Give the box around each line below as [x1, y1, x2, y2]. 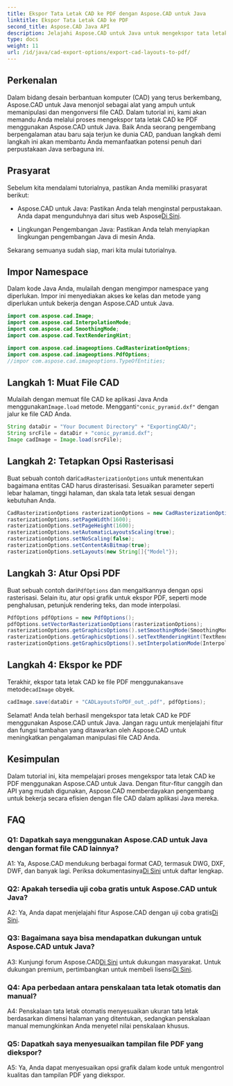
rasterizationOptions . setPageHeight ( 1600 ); [7, 523, 135, 529]
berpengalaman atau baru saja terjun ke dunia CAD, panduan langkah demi [7, 130, 222, 138]
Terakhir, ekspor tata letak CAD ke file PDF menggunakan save [7, 677, 184, 686]
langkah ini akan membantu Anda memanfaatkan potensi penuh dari [7, 137, 202, 146]
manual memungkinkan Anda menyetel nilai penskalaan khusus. [7, 1022, 190, 1030]
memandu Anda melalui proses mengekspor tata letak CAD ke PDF [7, 115, 198, 124]
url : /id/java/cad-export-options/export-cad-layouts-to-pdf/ [7, 49, 191, 56]
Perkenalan [7, 74, 58, 87]
